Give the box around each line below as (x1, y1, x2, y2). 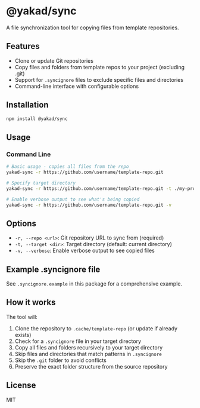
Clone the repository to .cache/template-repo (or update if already (14, 324, 177, 332)
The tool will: (6, 313, 37, 320)
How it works (6, 297, 56, 308)
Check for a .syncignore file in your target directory (14, 338, 142, 345)
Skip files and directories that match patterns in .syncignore (14, 350, 162, 357)
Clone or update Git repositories (14, 57, 94, 64)
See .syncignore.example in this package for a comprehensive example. (6, 280, 183, 287)
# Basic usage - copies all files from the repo (6, 164, 129, 170)
